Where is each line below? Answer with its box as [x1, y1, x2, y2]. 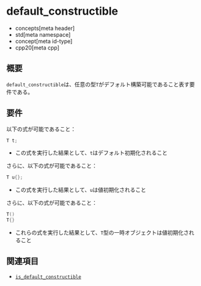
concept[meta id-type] [15, 37, 73, 45]
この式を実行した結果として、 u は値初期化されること [15, 186, 147, 194]
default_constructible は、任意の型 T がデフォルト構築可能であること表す [6, 81, 190, 88]
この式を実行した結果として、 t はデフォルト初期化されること [15, 149, 168, 156]
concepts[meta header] [15, 24, 75, 32]
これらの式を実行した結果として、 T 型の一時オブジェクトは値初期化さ [15, 229, 189, 237]
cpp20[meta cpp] [15, 44, 60, 51]
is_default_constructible [15, 274, 81, 280]
